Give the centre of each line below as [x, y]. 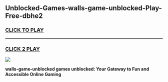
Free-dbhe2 [24, 16]
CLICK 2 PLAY [22, 49]
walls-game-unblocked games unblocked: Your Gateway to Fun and [77, 69]
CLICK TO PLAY [24, 30]
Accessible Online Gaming [33, 74]
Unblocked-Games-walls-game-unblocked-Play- [84, 8]
